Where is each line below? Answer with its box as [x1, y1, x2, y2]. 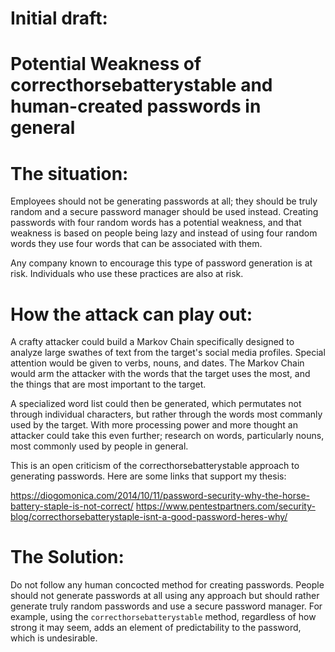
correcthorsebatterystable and [10, 74, 273, 97]
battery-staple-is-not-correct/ [10, 500, 134, 512]
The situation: [10, 162, 129, 185]
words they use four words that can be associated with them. [10, 238, 263, 250]
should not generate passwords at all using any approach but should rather [10, 590, 320, 602]
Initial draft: [10, 7, 108, 30]
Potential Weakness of [10, 53, 202, 76]
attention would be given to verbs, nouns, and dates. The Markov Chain [10, 357, 305, 369]
